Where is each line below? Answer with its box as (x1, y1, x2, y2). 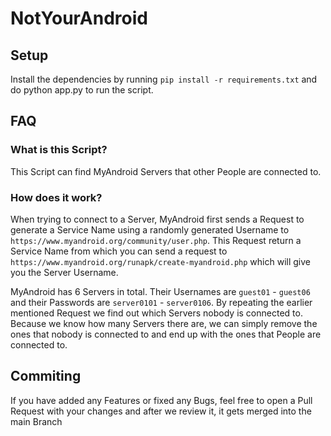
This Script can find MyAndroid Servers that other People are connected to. (10, 165, 322, 177)
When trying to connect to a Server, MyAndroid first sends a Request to (10, 213, 305, 225)
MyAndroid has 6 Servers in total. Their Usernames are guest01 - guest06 (10, 285, 311, 297)
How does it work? (10, 190, 103, 204)
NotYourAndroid (10, 7, 148, 30)
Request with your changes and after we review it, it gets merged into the (10, 405, 312, 417)
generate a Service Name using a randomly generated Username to (10, 223, 290, 236)
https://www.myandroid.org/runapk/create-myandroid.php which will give (10, 255, 311, 267)
